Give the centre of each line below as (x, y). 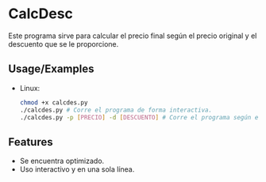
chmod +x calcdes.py (54, 102)
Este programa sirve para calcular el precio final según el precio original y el (133, 36)
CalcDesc (41, 14)
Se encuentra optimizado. (62, 161)
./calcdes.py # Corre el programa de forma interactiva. (116, 110)
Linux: (30, 88)
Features (31, 142)
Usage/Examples (51, 69)
